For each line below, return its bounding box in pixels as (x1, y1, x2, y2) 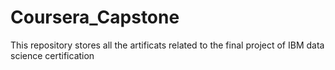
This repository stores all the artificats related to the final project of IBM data (10, 39, 325, 51)
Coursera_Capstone (10, 6, 180, 29)
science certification (10, 49, 95, 61)
